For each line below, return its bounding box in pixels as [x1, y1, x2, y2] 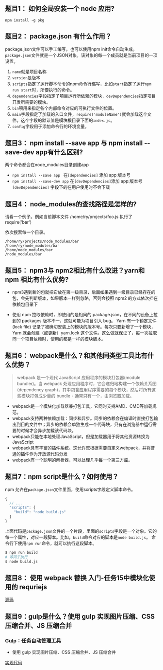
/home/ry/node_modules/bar [5, 243, 60, 248]
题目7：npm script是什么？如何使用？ [5, 472, 119, 481]
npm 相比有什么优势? [5, 275, 69, 284]
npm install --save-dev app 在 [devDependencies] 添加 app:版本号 [12, 178, 143, 184]
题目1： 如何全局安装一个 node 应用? [5, 4, 115, 13]
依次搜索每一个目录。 [5, 229, 48, 235]
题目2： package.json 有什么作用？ [5, 32, 112, 40]
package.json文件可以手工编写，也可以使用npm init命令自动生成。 [5, 46, 137, 52]
